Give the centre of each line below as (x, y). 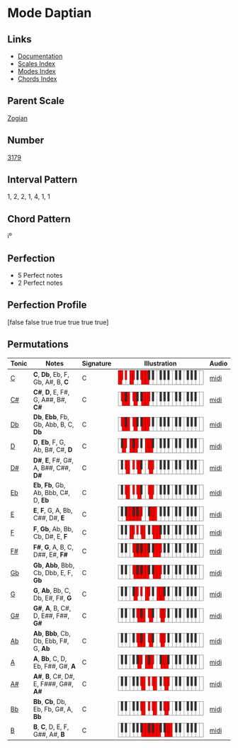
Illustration (160, 363)
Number (26, 141)
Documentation (40, 56)
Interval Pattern (42, 180)
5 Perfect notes (40, 276)
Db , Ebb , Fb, (51, 417)
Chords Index (37, 79)
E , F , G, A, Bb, (53, 511)
